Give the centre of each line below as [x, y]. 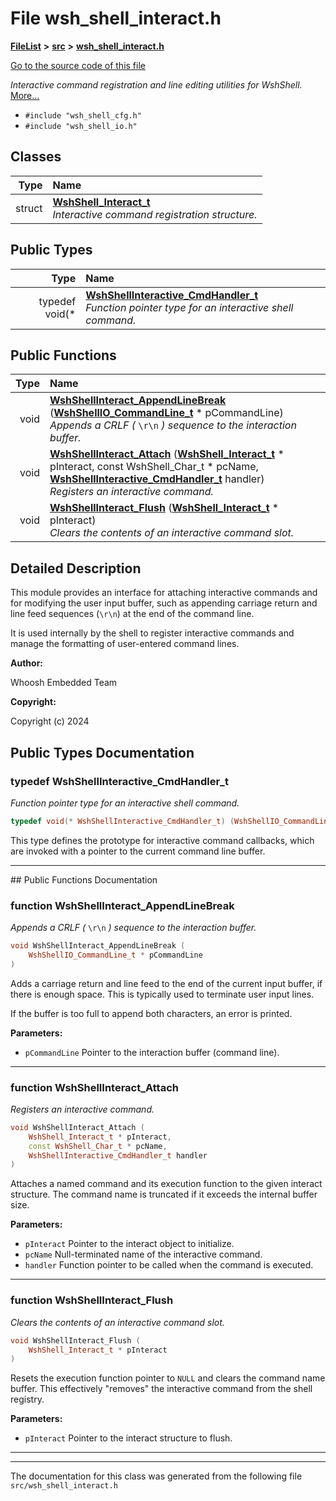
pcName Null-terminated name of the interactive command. [143, 1254]
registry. [27, 1399]
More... [25, 95]
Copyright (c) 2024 [50, 721]
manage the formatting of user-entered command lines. [125, 644]
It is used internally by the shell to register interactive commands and [152, 633]
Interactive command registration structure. [155, 214]
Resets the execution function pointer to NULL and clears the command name [168, 1378]
